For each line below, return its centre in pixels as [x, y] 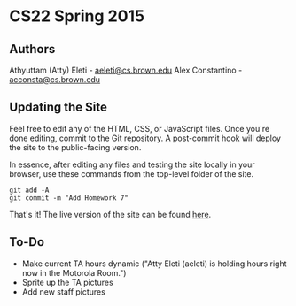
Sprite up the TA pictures [67, 282]
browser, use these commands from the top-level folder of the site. [132, 173]
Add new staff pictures [64, 291]
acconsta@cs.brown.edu [55, 80]
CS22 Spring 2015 [77, 16]
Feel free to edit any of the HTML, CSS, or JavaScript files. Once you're [140, 128]
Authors [32, 49]
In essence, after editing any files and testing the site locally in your [132, 164]
